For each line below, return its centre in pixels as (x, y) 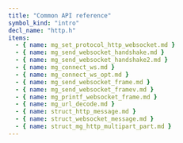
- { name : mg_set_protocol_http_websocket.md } (95, 45)
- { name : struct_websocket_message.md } (85, 119)
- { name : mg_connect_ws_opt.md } (72, 75)
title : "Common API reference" (60, 15)
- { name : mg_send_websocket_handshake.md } (90, 52)
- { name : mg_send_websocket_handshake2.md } (92, 60)
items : (19, 38)
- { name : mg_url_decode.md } (65, 104)
